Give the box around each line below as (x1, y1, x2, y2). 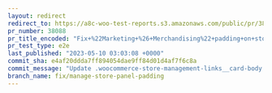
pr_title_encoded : (7, 34, 70, 43)
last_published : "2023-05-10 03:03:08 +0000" (7, 49, 164, 57)
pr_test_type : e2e (7, 42, 70, 50)
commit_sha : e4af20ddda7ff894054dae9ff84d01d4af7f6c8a (7, 57, 197, 66)
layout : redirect (7, 11, 67, 20)
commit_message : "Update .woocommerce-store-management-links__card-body (7, 65, 263, 73)
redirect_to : (7, 19, 52, 27)
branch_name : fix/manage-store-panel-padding (7, 72, 164, 80)
